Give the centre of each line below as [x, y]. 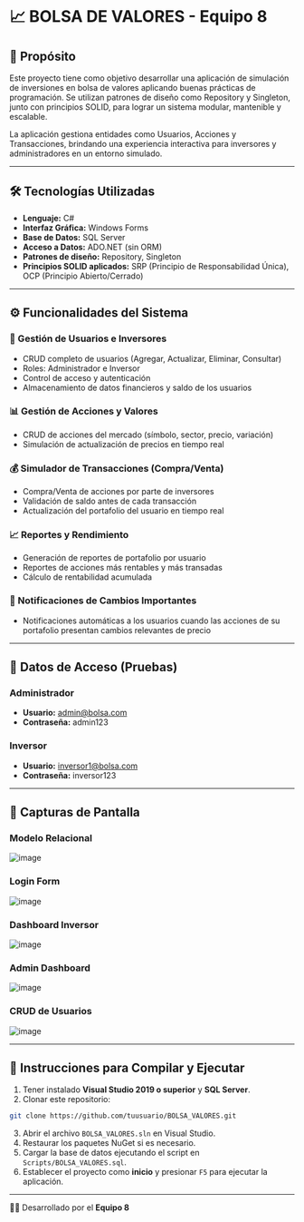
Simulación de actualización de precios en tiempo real [123, 444]
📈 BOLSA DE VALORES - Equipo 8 [138, 17]
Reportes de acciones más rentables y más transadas [123, 568]
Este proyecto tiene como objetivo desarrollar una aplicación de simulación [149, 78]
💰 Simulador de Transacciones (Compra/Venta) [117, 468]
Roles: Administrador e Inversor [81, 368]
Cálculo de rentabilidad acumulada [87, 577]
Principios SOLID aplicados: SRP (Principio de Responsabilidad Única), [156, 266]
